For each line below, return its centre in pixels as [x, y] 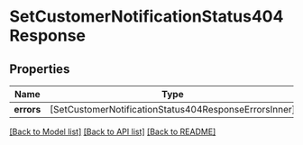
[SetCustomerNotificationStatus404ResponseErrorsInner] [172, 109]
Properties [40, 69]
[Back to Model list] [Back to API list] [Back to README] [113, 131]
